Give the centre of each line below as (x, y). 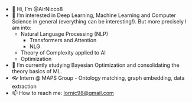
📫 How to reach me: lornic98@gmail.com (63, 93)
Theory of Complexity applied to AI (63, 52)
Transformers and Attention (63, 40)
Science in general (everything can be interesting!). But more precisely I (99, 21)
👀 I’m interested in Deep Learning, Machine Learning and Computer (94, 15)
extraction (24, 86)
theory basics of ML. (37, 71)
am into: (22, 28)
